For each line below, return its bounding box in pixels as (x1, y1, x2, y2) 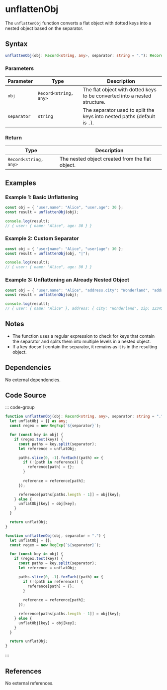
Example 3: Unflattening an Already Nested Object (5, 276, 130, 283)
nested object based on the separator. (5, 25, 83, 31)
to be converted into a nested (83, 92, 152, 99)
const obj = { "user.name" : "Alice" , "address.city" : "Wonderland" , (5, 288, 150, 293)
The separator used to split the (83, 106, 155, 113)
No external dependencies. (5, 377, 61, 383)
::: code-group (5, 404, 35, 410)
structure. (83, 98, 106, 105)
